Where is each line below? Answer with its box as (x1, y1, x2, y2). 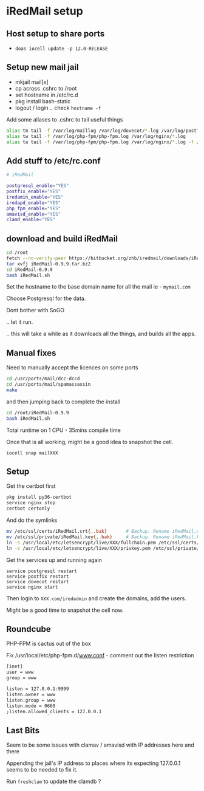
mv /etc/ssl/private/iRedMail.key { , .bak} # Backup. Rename (6, 533, 170, 540)
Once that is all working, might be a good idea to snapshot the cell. (6, 438, 174, 445)
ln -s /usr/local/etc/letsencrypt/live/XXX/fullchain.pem (6, 539, 156, 546)
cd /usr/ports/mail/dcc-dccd (6, 375, 80, 382)
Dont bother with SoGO (6, 307, 65, 314)
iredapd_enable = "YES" (6, 199, 61, 206)
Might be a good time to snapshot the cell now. (6, 606, 124, 614)
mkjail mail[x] (15, 78, 49, 86)
